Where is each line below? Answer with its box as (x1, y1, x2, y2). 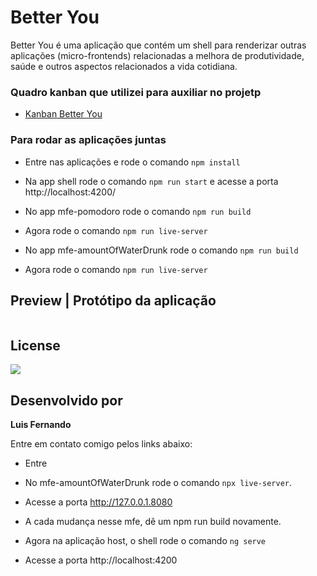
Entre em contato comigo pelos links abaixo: (10, 437, 193, 450)
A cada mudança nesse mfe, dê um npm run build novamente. (24, 515, 282, 527)
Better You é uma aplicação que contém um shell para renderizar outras (10, 39, 307, 51)
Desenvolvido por (10, 392, 123, 409)
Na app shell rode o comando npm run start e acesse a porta (24, 175, 279, 187)
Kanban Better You (24, 108, 103, 120)
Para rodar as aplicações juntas (10, 133, 167, 147)
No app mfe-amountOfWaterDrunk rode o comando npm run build (24, 244, 299, 256)
